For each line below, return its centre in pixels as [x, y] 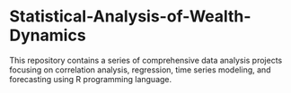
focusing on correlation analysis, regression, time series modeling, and [140, 70]
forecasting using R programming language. [91, 79]
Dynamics [48, 35]
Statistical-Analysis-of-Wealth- [130, 17]
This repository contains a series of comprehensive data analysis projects [146, 60]
